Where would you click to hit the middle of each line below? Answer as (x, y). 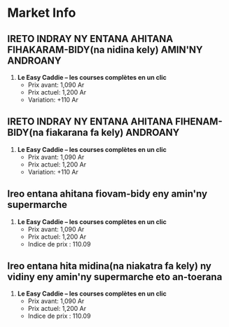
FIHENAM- (199, 121)
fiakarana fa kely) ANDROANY (112, 133)
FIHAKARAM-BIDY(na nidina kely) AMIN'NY (105, 49)
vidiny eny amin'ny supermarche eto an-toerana (115, 277)
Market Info (42, 13)
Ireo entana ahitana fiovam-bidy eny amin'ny (107, 194)
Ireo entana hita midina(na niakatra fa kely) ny (109, 266)
